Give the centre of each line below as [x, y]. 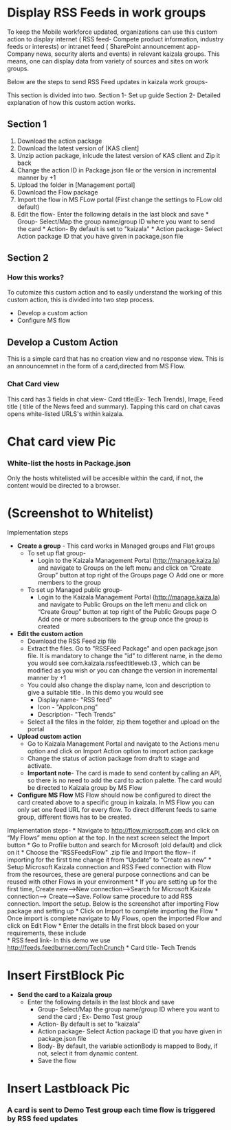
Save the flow [57, 1060]
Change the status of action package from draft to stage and [113, 758]
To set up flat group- [56, 553]
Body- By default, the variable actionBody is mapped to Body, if [128, 1046]
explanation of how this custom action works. [71, 102]
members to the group [69, 582]
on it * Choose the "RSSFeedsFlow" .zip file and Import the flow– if [101, 852]
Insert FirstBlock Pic [66, 976]
